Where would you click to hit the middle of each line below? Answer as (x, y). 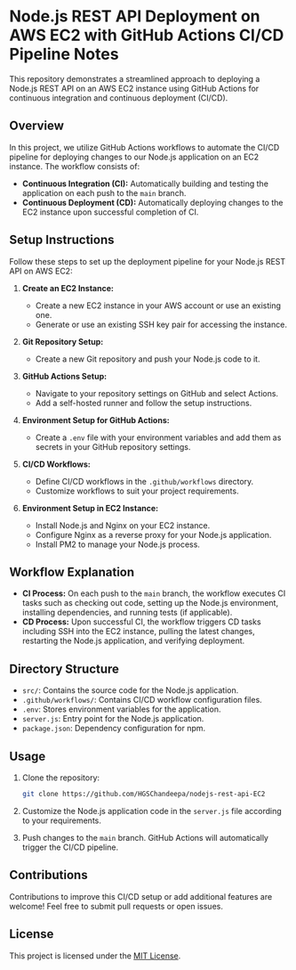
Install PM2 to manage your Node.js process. (117, 544)
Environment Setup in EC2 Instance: (90, 508)
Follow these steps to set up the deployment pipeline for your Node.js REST (148, 261)
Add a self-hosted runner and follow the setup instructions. (144, 403)
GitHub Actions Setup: (64, 376)
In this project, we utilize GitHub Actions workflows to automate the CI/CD (144, 147)
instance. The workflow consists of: (75, 166)
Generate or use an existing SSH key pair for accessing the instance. (161, 324)
